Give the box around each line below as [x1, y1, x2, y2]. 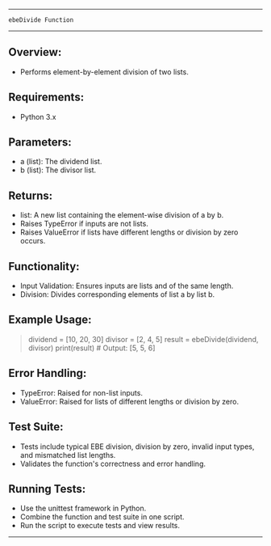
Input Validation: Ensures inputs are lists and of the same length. [19, 281, 234, 291]
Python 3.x [19, 112, 56, 121]
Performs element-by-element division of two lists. [19, 66, 190, 77]
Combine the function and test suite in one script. [19, 512, 185, 522]
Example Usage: [8, 313, 92, 327]
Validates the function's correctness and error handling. [19, 459, 206, 468]
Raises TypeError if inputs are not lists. [19, 219, 149, 229]
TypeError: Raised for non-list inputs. [19, 387, 144, 397]
